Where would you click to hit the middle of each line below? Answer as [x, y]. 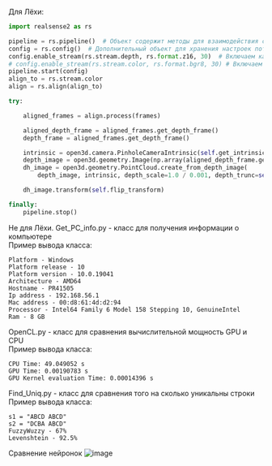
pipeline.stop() [51, 212]
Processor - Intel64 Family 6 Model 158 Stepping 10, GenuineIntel [125, 309]
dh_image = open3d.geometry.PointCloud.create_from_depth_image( [136, 168]
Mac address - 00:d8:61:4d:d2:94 [65, 302]
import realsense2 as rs [50, 27]
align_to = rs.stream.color [56, 79]
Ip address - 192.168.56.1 [54, 296]
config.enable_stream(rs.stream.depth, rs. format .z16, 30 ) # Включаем [132, 56]
